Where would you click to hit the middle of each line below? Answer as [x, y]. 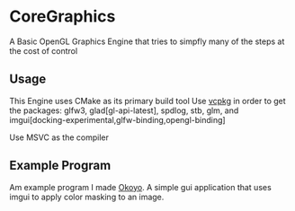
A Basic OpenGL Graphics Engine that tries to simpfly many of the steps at [147, 41]
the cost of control [44, 50]
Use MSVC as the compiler [59, 137]
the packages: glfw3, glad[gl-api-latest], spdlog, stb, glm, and [124, 110]
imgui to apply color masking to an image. [87, 197]
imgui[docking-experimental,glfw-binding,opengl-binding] [118, 119]
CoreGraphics [63, 17]
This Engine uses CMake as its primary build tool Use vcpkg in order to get [147, 101]
